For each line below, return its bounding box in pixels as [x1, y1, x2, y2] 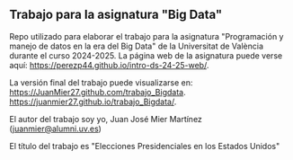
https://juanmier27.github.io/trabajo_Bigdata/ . [9, 96, 177, 107]
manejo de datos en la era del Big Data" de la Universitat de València [9, 40, 263, 51]
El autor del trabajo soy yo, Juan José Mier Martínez [9, 113, 202, 124]
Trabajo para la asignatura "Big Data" [9, 7, 223, 22]
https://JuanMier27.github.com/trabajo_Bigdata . [9, 86, 186, 97]
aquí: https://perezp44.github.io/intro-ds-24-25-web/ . [9, 59, 209, 70]
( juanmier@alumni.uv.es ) [9, 123, 102, 134]
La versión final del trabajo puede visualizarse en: [9, 76, 193, 88]
